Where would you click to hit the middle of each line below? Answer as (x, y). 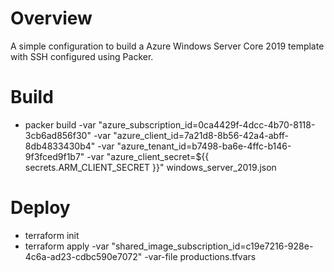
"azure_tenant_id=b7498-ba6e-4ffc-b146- (204, 146)
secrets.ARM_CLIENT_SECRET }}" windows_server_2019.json (150, 167)
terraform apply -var (67, 246)
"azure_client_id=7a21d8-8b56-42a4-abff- (201, 135)
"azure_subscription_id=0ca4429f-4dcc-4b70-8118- (207, 124)
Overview (51, 18)
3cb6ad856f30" (58, 135)
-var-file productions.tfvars (200, 256)
